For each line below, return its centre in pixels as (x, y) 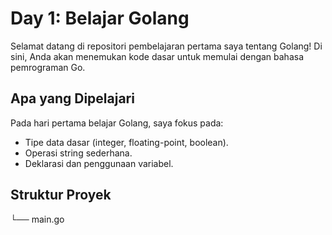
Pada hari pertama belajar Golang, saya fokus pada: (117, 123)
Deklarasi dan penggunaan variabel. (99, 163)
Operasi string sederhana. (78, 153)
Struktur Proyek (61, 195)
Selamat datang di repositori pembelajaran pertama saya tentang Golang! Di (166, 46)
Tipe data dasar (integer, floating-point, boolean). (126, 142)
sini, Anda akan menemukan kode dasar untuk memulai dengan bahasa (157, 56)
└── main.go (37, 219)
